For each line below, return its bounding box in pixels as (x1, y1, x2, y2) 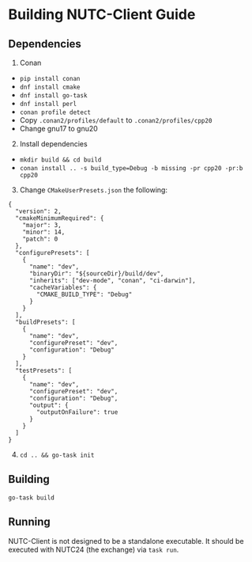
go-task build (8, 493, 55, 502)
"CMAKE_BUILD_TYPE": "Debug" (36, 290, 133, 298)
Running (8, 515, 51, 529)
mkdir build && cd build (19, 156, 102, 164)
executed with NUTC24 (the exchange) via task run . (8, 545, 179, 554)
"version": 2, (15, 207, 62, 215)
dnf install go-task (19, 92, 88, 100)
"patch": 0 (22, 235, 58, 243)
